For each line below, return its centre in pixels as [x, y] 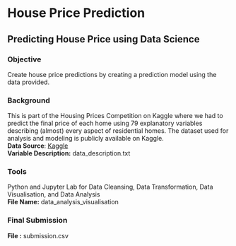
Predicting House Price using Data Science [104, 39]
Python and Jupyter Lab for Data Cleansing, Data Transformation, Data [110, 187]
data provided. [29, 82]
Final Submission [37, 221]
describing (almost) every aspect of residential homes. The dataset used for [118, 131]
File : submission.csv [38, 235]
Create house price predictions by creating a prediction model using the [112, 74]
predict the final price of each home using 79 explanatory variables [105, 123]
